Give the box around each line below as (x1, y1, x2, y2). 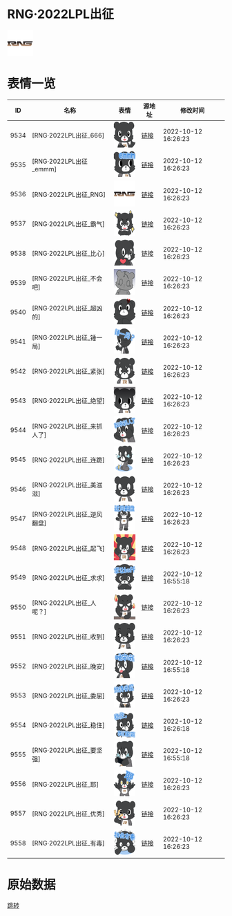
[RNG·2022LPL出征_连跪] (32, 456, 105, 464)
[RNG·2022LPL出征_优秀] (32, 810, 105, 818)
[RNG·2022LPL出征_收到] (32, 633, 105, 641)
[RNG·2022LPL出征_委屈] (32, 691, 105, 700)
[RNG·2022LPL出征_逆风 (32, 510, 103, 518)
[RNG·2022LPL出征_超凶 (32, 303, 103, 312)
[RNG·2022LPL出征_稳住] (32, 721, 105, 729)
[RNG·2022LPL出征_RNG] (32, 190, 106, 198)
